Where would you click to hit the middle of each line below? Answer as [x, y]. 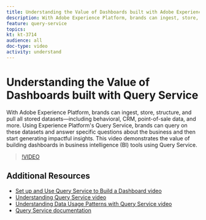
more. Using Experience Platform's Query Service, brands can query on [97, 125]
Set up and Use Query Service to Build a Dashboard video [89, 191]
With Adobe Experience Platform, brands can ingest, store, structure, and [99, 112]
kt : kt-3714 [21, 35]
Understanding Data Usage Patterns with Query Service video [93, 203]
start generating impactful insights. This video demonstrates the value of [98, 138]
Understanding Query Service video [61, 197]
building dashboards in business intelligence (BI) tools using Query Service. [102, 145]
